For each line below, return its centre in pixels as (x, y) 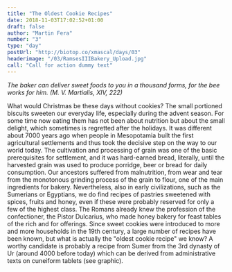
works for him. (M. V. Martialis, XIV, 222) (65, 92)
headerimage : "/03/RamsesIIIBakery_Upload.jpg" (77, 59)
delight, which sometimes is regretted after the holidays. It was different (110, 128)
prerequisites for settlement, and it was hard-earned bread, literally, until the (116, 158)
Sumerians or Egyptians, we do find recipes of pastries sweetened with (109, 194)
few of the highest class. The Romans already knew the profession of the (111, 209)
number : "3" (24, 40)
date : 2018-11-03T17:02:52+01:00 (55, 20)
